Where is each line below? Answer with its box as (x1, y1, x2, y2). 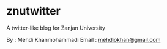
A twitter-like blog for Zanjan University (6, 24, 106, 31)
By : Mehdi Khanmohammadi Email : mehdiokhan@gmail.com (6, 36, 161, 43)
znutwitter (6, 4, 61, 18)
